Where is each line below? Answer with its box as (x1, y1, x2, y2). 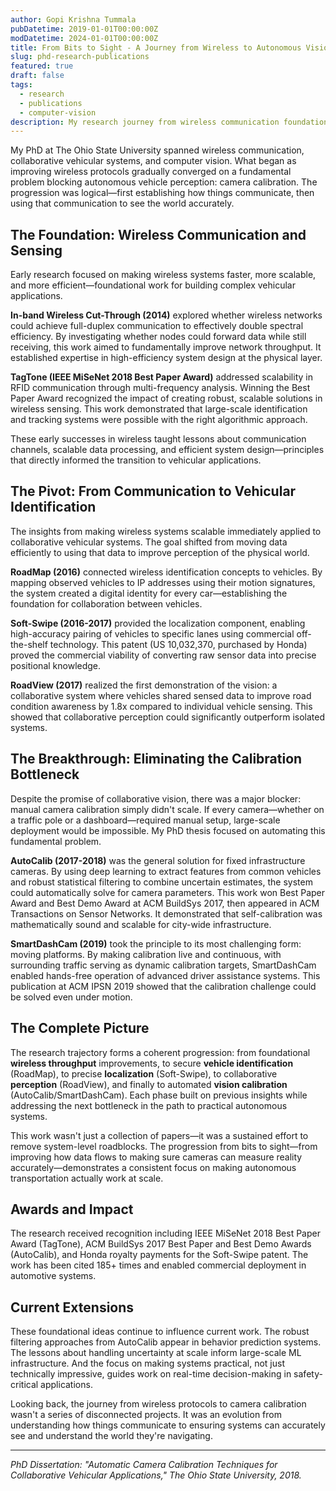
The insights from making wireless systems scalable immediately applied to (10, 525, 322, 537)
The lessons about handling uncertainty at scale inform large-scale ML (10, 1347, 302, 1359)
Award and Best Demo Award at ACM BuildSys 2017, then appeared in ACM (10, 897, 320, 909)
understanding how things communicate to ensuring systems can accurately (10, 1419, 326, 1431)
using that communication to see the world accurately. (10, 197, 235, 210)
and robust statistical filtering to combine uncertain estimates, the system (10, 876, 313, 888)
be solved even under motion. (10, 991, 133, 1003)
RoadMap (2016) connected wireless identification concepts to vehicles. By (10, 566, 323, 578)
